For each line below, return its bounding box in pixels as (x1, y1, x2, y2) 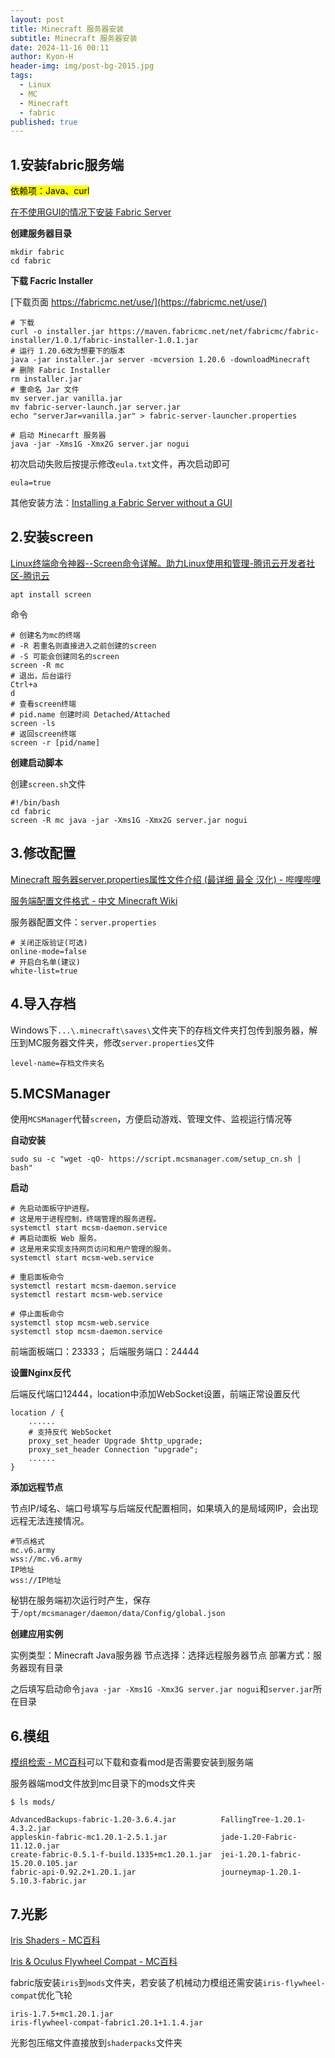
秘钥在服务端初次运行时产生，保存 (10, 1594, 151, 1606)
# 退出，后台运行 (10, 671, 72, 681)
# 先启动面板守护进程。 (10, 1204, 95, 1214)
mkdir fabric (10, 247, 65, 258)
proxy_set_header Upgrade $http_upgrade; (28, 1436, 203, 1446)
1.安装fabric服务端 (10, 156, 125, 173)
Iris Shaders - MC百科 (10, 1934, 101, 1946)
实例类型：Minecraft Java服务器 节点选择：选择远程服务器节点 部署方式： (10, 1649, 314, 1661)
